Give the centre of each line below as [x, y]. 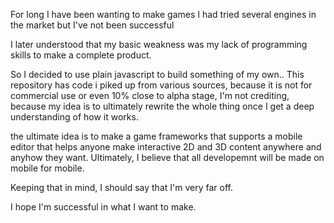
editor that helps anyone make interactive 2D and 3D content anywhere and [166, 147]
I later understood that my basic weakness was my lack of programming [159, 44]
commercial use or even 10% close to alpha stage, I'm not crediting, [150, 95]
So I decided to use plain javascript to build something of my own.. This [157, 74]
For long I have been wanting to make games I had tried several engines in [163, 14]
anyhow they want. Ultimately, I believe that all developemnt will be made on [167, 157]
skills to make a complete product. [81, 55]
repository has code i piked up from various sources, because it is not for [161, 85]
